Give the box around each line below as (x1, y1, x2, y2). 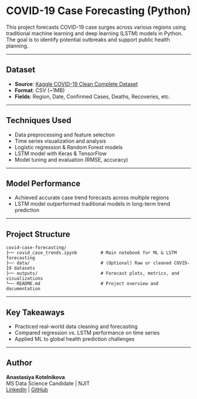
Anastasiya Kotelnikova (6, 373, 66, 380)
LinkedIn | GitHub (6, 386, 48, 393)
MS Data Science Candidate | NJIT (6, 380, 90, 387)
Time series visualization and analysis (14, 137, 107, 145)
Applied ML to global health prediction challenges (14, 336, 135, 342)
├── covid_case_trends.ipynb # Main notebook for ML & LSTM (6, 250, 177, 256)
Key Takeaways (6, 307, 65, 317)
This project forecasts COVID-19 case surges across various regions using (6, 24, 186, 31)
